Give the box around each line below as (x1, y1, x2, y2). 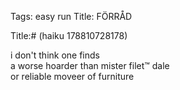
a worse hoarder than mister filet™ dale (10, 60, 170, 71)
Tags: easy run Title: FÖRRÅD (10, 11, 133, 22)
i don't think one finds (10, 49, 100, 61)
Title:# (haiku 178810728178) (10, 30, 128, 41)
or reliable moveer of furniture (10, 71, 135, 82)
